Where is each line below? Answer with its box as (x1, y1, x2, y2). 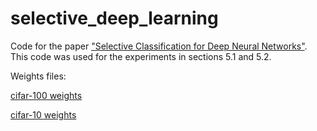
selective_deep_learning (10, 7, 219, 30)
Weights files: (10, 70, 67, 82)
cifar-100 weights (10, 89, 83, 101)
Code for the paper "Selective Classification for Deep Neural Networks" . (10, 40, 308, 52)
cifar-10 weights (10, 108, 77, 121)
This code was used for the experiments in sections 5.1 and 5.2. (10, 50, 272, 62)
